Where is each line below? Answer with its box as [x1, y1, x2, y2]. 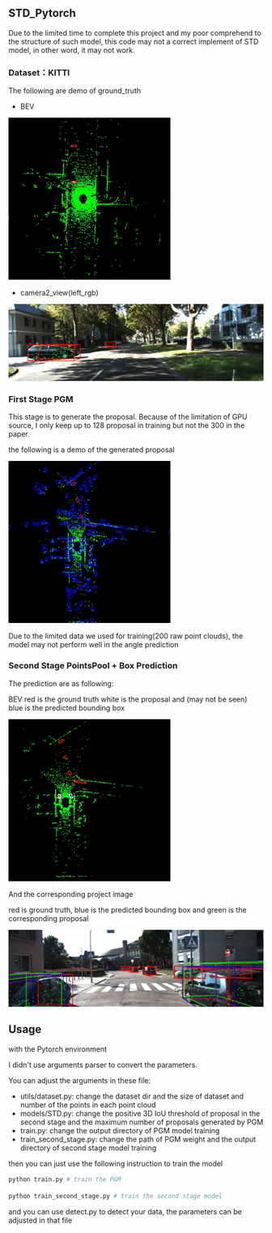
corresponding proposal [8, 913, 89, 923]
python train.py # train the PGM [8, 1175, 121, 1184]
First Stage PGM [8, 394, 74, 405]
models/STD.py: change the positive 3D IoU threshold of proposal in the [19, 1108, 261, 1118]
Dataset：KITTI [8, 66, 70, 78]
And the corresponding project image [8, 889, 134, 898]
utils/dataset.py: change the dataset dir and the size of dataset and [19, 1091, 244, 1101]
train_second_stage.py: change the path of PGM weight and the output [19, 1134, 257, 1144]
